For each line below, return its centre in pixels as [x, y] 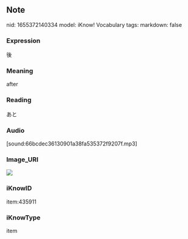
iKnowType [23, 218]
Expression [23, 40]
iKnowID [19, 188]
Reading [19, 100]
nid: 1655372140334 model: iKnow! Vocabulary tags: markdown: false [94, 24]
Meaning [20, 71]
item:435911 [21, 202]
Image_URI [22, 160]
